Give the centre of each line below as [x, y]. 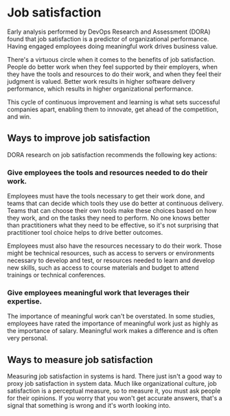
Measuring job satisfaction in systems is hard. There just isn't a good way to [115, 376]
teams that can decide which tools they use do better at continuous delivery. [115, 203]
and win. [19, 116]
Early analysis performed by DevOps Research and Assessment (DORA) [109, 32]
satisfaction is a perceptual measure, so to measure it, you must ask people [114, 391]
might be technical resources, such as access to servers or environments [111, 253]
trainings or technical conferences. [57, 275]
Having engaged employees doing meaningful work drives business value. [113, 46]
